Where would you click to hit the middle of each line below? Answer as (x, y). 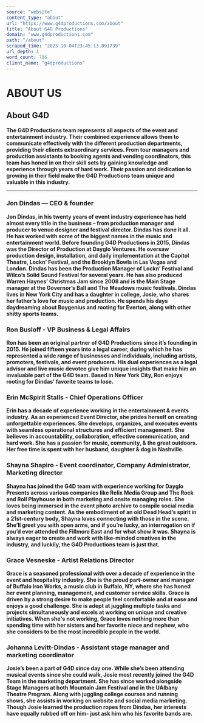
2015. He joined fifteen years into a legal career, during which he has (94, 349)
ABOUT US (34, 93)
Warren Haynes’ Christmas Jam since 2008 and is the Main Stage (91, 281)
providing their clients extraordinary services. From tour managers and (98, 149)
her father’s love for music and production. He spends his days (87, 301)
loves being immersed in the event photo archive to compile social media (100, 506)
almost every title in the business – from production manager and (90, 223)
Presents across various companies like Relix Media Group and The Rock (100, 492)
